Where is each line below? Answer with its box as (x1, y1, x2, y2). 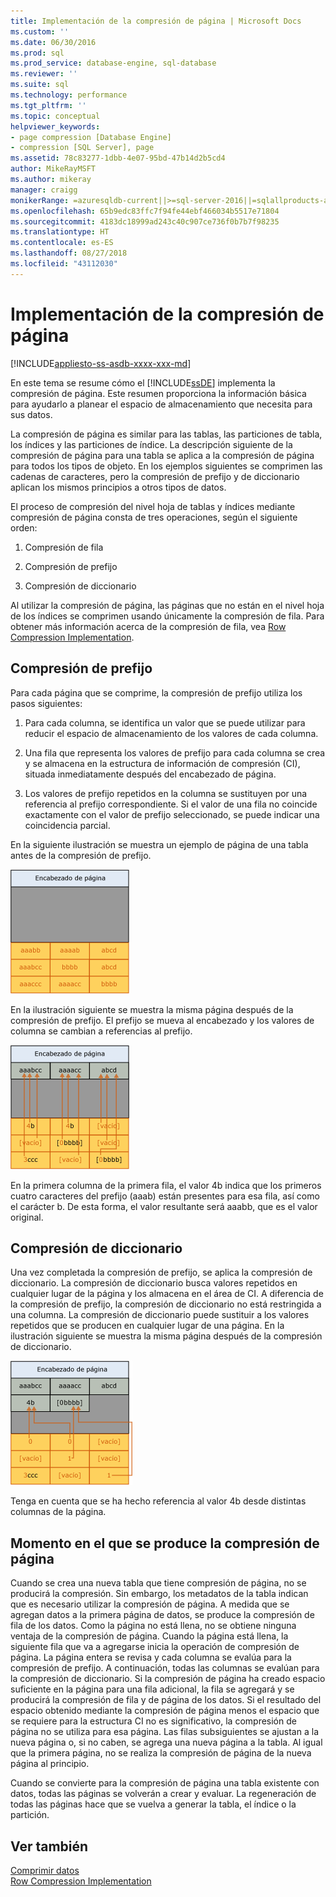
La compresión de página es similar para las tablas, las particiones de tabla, (10, 428, 323, 440)
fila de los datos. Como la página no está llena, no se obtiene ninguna (10, 1620, 297, 1632)
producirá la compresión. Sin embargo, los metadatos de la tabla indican (10, 1588, 309, 1600)
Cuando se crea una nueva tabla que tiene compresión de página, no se (10, 1577, 307, 1589)
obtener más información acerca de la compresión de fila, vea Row (10, 620, 287, 632)
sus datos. (10, 408, 53, 420)
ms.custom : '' (10, 26, 70, 37)
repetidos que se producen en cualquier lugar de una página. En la (10, 1320, 285, 1332)
